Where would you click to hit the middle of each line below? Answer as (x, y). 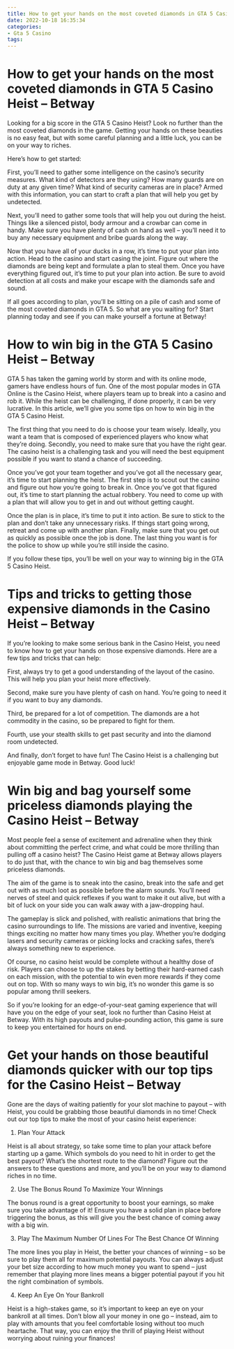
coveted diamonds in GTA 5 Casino (110, 89)
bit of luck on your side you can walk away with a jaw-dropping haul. (106, 905)
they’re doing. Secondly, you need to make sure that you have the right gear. (117, 444)
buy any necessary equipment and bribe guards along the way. (98, 238)
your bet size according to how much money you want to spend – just (107, 1267)
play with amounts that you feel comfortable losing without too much (106, 1323)
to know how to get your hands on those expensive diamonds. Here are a (112, 650)
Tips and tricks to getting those (100, 594)
